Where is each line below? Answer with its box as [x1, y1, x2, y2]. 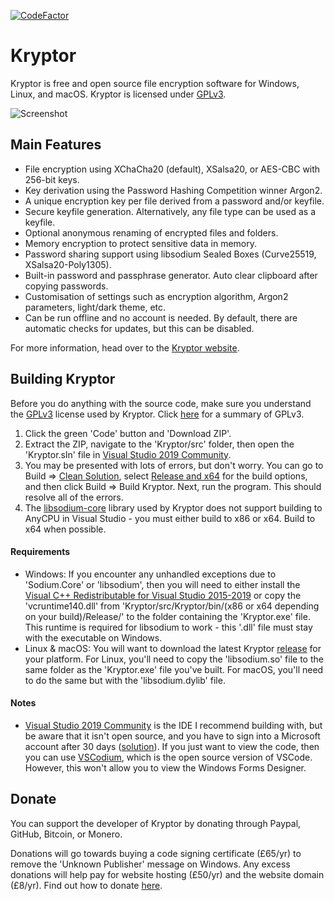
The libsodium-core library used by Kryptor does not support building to [24, 501, 323, 514]
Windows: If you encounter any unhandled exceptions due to [24, 568, 277, 580]
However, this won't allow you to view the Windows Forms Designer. [24, 761, 307, 774]
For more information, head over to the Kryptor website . [10, 341, 240, 354]
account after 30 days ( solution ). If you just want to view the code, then [24, 740, 320, 752]
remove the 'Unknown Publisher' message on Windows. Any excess [10, 858, 291, 870]
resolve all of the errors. [24, 491, 124, 503]
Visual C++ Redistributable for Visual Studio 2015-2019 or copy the [24, 589, 302, 601]
